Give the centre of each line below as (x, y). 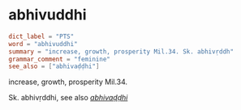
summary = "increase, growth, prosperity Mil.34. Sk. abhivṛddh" (121, 51)
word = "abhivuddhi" (43, 44)
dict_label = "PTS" (41, 36)
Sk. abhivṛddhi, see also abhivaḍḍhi (68, 98)
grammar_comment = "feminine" (60, 59)
